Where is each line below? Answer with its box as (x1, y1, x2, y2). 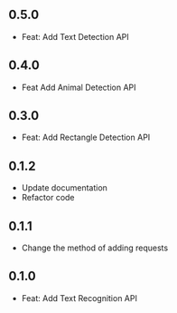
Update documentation (21, 182, 107, 193)
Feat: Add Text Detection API (21, 31, 129, 42)
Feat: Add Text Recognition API (21, 292, 137, 303)
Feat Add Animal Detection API (21, 82, 136, 93)
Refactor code (21, 192, 75, 203)
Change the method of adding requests (21, 242, 169, 253)
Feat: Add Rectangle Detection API (21, 132, 151, 143)
